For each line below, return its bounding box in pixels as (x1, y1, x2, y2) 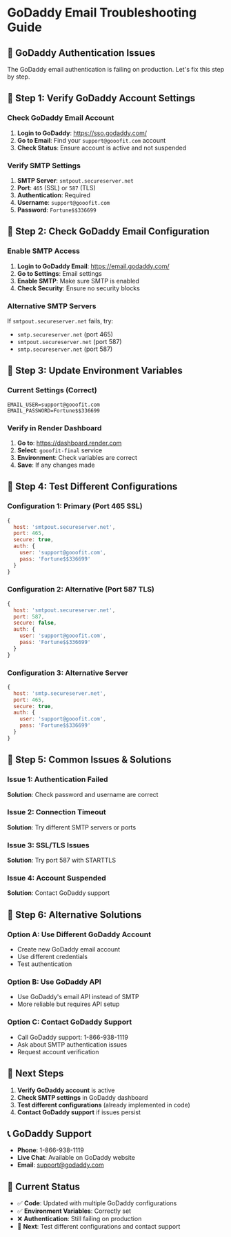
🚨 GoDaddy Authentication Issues (7, 47, 156, 59)
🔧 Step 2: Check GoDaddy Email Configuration (7, 225, 210, 237)
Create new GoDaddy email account (17, 945, 121, 954)
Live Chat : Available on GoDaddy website (17, 1154, 136, 1162)
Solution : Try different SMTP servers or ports (7, 823, 137, 832)
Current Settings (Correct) (7, 385, 98, 395)
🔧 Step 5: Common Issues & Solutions (7, 754, 172, 766)
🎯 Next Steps (7, 1067, 64, 1080)
